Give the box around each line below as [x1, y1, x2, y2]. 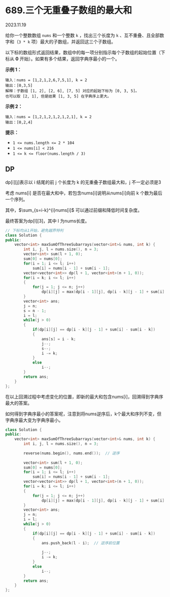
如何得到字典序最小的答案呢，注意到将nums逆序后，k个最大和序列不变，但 [5, 411, 161, 417]
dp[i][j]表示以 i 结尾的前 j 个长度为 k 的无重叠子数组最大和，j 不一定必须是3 [5, 179, 161, 185]
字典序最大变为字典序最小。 [5, 417, 63, 423]
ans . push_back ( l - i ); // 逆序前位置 [41, 540, 120, 546]
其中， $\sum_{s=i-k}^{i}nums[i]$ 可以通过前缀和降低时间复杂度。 [5, 207, 143, 213]
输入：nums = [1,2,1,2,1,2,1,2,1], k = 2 [5, 114, 92, 119]
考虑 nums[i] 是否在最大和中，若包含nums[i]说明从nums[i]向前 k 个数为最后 [5, 190, 162, 196]
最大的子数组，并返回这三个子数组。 [40, 39, 116, 45]
